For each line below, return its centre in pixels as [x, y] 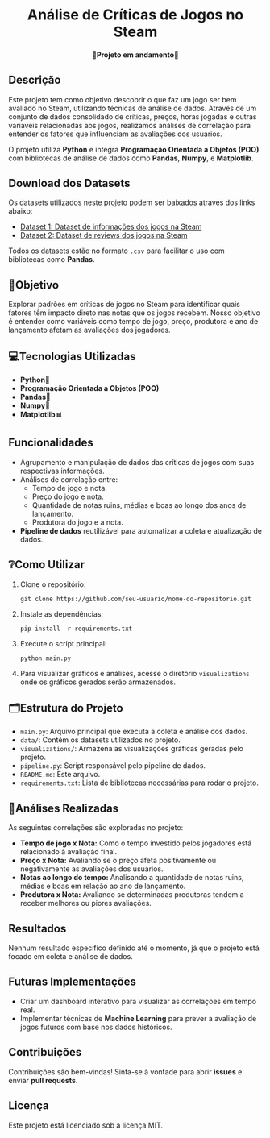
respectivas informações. [62, 471]
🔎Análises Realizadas [64, 808]
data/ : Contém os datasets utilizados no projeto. [100, 740]
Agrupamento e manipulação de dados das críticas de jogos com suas [137, 462]
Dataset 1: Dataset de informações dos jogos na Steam [111, 226]
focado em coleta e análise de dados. [71, 957]
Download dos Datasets [69, 183]
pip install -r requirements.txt [76, 629]
